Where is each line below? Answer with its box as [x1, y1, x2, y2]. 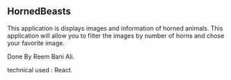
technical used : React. [7, 65, 73, 74]
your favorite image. [7, 38, 65, 47]
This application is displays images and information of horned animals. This [7, 24, 223, 32]
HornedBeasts [7, 6, 71, 17]
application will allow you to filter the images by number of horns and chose [7, 31, 225, 40]
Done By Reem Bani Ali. [7, 52, 75, 61]
